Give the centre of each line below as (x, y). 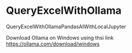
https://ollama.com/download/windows (53, 44)
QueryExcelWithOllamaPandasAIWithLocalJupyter (66, 26)
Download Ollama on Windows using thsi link (60, 37)
